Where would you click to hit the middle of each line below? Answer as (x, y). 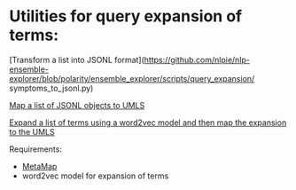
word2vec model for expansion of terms (95, 176)
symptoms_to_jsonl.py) (51, 88)
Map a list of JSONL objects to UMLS (77, 105)
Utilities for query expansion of (125, 16)
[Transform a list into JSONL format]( (77, 59)
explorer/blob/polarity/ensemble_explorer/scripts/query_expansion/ (132, 78)
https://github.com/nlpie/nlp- (197, 59)
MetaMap (39, 166)
